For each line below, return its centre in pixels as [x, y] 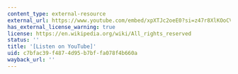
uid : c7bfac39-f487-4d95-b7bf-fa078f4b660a [73, 54]
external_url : [28, 20]
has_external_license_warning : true [61, 27]
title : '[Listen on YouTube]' [52, 47]
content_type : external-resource [57, 14]
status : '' [23, 40]
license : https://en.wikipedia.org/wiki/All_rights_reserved [100, 33]
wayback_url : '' [31, 60]
